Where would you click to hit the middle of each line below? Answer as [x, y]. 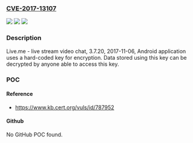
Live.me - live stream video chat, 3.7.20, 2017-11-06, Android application [96, 51]
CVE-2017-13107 [31, 8]
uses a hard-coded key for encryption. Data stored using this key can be [97, 57]
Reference [20, 94]
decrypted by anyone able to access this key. [63, 64]
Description [24, 38]
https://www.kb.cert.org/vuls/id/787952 [64, 107]
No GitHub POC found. [34, 135]
